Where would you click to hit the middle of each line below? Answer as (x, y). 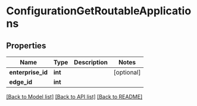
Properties (26, 46)
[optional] (127, 72)
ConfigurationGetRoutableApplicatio (99, 11)
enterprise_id (29, 72)
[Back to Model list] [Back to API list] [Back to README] (74, 97)
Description (91, 62)
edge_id (21, 82)
